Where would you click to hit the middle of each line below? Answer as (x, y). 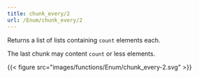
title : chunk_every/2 (39, 14)
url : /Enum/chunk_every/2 (45, 20)
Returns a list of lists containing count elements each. (84, 40)
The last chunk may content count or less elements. (81, 54)
